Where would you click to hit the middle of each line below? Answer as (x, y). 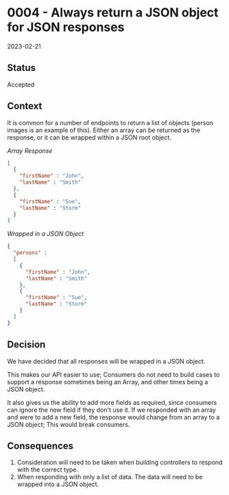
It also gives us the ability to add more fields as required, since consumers (112, 402)
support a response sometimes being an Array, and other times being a (108, 382)
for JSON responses (66, 27)
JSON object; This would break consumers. (69, 424)
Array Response (30, 151)
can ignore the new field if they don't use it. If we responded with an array (111, 410)
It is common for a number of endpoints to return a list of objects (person (110, 122)
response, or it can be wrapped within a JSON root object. (89, 137)
